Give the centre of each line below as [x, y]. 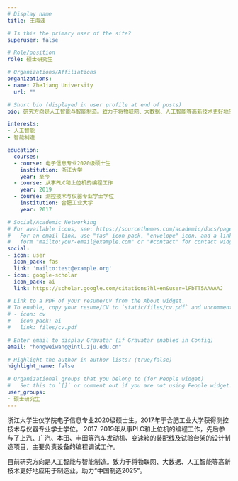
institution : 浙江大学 [51, 170]
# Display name [30, 14]
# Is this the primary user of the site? [69, 33]
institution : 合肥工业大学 [57, 203]
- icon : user [27, 255]
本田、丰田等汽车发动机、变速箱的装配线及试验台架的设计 [140, 438]
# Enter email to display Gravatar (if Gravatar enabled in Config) [110, 340]
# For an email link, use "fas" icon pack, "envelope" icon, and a [112, 236]
